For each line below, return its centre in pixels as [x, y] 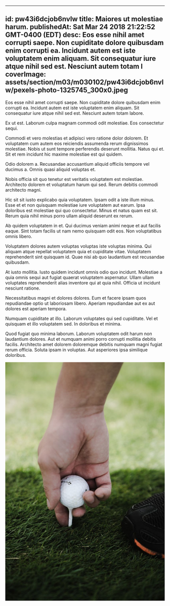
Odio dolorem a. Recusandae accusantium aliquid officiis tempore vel [77, 164]
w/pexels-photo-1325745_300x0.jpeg [67, 90]
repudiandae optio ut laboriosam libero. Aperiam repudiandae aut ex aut [80, 303]
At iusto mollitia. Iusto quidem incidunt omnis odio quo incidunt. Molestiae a [84, 272]
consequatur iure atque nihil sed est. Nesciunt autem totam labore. [75, 113]
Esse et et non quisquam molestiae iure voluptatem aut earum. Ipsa [75, 205]
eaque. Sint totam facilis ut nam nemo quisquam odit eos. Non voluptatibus [83, 231]
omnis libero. [19, 236]
